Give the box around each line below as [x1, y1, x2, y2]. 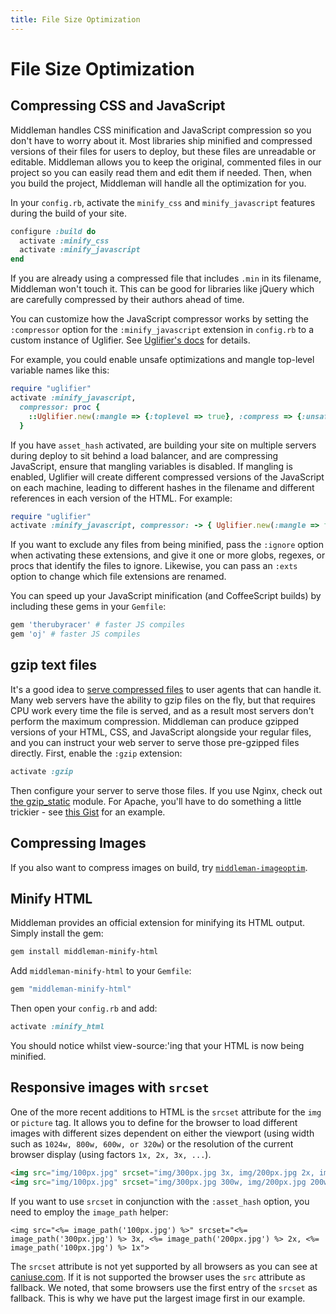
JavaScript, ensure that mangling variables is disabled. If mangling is [10, 460, 293, 472]
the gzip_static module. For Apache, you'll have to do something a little [10, 795, 302, 807]
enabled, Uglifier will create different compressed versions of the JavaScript [10, 471, 325, 483]
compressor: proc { [19, 402, 101, 412]
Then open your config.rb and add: [10, 1002, 158, 1015]
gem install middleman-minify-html [10, 947, 159, 957]
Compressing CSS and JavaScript [10, 97, 226, 115]
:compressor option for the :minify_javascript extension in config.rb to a [10, 324, 314, 336]
